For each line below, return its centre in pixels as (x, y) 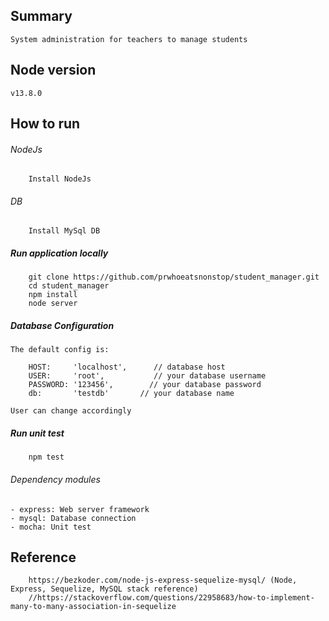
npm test (46, 457)
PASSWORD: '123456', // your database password (145, 385)
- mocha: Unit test (51, 527)
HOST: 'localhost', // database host (127, 367)
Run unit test (37, 433)
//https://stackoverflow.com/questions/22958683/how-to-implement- (171, 598)
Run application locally (59, 253)
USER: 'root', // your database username (147, 376)
